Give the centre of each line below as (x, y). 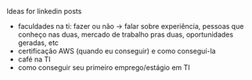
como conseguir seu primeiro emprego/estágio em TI (104, 68)
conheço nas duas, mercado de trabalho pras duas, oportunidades (126, 35)
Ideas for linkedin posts (44, 11)
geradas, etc (38, 43)
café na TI (34, 59)
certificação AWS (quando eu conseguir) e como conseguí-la (117, 51)
